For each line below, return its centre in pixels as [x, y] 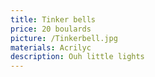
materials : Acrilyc [51, 47]
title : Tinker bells [53, 19]
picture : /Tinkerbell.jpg [64, 38]
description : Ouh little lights [77, 57]
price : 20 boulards [51, 29]
